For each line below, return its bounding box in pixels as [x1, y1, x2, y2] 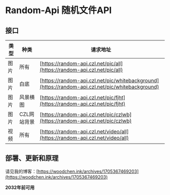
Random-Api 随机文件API [5, 5, 112, 16]
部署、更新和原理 [5, 154, 59, 163]
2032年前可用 [5, 184, 35, 190]
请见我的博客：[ [5, 168, 38, 174]
